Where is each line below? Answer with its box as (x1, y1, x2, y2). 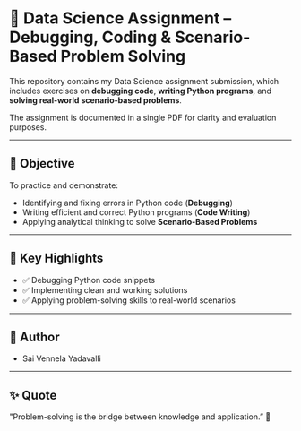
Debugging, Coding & (9, 27, 172, 47)
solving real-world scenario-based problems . (9, 94, 182, 106)
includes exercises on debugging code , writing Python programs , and (9, 85, 271, 96)
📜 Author (9, 329, 60, 344)
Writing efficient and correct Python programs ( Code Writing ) (21, 206, 251, 218)
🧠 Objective (9, 156, 75, 171)
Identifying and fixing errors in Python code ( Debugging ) (21, 197, 233, 208)
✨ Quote (9, 387, 57, 402)
